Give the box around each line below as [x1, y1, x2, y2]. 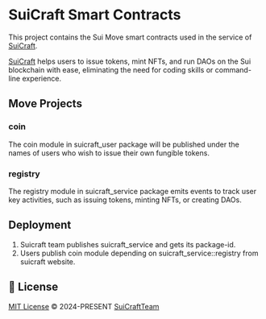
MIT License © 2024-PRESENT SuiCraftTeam [8, 301, 160, 311]
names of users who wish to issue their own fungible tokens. [8, 147, 210, 158]
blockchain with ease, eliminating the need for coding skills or [8, 64, 214, 74]
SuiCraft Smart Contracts [8, 6, 181, 24]
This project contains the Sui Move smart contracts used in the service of [8, 32, 252, 42]
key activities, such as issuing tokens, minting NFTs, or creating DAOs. [8, 195, 242, 205]
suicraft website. [19, 256, 76, 267]
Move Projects [8, 97, 83, 110]
